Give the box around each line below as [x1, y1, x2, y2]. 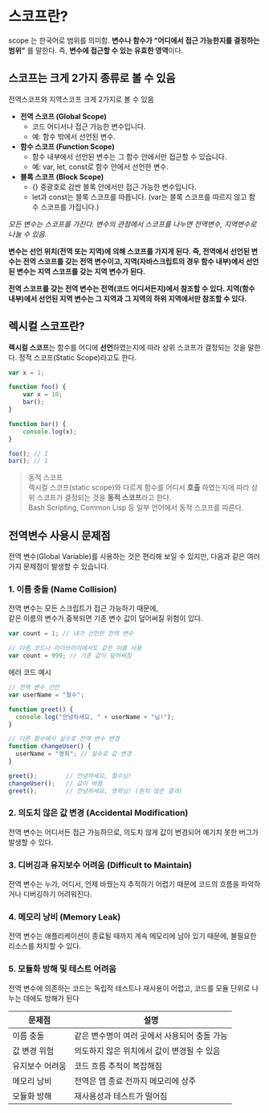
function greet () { [8, 705, 74, 714]
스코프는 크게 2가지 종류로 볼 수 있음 [8, 72, 176, 85]
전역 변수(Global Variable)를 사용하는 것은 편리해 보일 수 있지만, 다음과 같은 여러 [8, 552, 261, 561]
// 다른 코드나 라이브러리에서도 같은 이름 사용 [8, 644, 142, 652]
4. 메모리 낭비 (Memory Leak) [8, 912, 121, 923]
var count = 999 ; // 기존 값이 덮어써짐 [8, 652, 132, 660]
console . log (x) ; [22, 428, 78, 436]
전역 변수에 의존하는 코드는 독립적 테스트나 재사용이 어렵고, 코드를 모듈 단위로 [8, 983, 251, 993]
